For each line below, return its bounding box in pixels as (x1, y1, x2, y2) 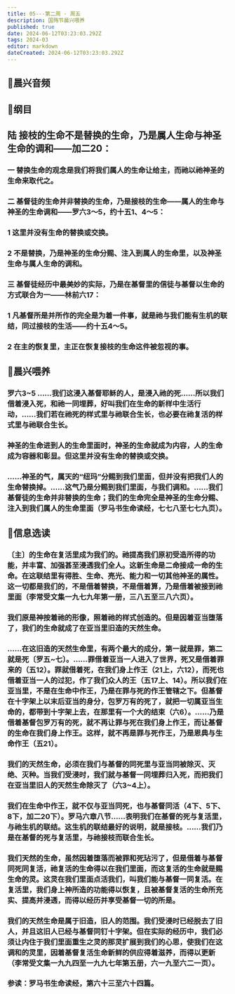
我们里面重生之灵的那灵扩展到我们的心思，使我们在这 (43, 937, 223, 947)
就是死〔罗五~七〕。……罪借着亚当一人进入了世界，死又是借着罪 (7, 654, 224, 664)
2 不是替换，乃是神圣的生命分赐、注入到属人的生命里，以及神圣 (7, 248, 222, 258)
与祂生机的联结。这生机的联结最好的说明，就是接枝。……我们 (7, 822, 216, 832)
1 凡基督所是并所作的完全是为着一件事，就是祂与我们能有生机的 (7, 310, 221, 320)
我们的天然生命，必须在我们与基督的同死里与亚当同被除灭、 (7, 759, 209, 769)
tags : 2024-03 (7, 37, 49, 44)
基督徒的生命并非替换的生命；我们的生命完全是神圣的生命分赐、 (7, 492, 223, 502)
